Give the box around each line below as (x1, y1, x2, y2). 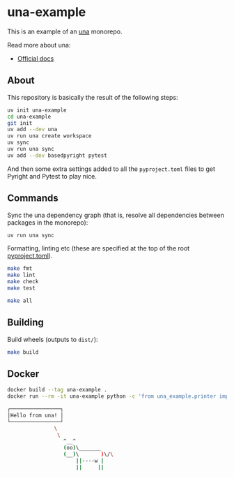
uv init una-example (7, 106, 68, 114)
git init (7, 119, 33, 126)
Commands (7, 193, 59, 204)
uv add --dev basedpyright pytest (7, 151, 108, 159)
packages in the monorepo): (7, 218, 88, 227)
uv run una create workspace (7, 133, 92, 140)
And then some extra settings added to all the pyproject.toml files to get (7, 165, 216, 173)
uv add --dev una (7, 126, 58, 133)
